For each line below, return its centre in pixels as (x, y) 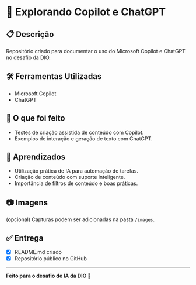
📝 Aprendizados (36, 157)
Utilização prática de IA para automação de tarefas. (76, 171)
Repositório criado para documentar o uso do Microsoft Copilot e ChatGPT (96, 51)
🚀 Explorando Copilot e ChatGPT (86, 12)
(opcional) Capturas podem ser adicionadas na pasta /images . (80, 219)
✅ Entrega (25, 238)
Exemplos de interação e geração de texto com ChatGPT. (83, 138)
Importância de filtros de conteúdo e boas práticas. (76, 183)
